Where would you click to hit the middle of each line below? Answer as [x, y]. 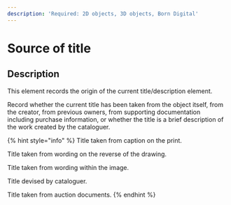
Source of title [49, 48]
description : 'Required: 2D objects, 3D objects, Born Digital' [103, 14]
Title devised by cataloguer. [47, 181]
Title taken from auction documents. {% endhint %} [82, 195]
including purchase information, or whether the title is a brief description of [115, 119]
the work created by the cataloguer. [59, 127]
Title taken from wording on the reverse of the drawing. [87, 154]
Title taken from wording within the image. [68, 167]
